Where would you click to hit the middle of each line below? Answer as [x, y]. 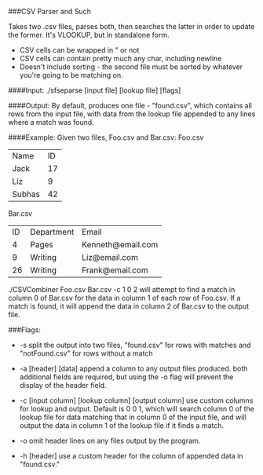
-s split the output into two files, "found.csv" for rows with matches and [135, 345]
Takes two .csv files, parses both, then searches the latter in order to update [131, 26]
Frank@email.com [115, 270]
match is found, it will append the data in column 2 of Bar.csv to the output [129, 306]
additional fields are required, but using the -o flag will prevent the [126, 377]
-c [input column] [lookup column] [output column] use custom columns [136, 400]
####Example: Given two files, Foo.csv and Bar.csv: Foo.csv [106, 137]
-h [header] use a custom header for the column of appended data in [131, 456]
